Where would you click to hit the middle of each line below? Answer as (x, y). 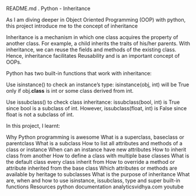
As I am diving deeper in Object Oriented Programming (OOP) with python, (96, 20)
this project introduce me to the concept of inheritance (72, 26)
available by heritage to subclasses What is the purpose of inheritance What (98, 174)
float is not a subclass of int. (40, 114)
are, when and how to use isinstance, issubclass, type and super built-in (93, 181)
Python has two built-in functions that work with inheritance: (79, 73)
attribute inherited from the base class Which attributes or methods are (92, 168)
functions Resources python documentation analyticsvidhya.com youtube (95, 187)
